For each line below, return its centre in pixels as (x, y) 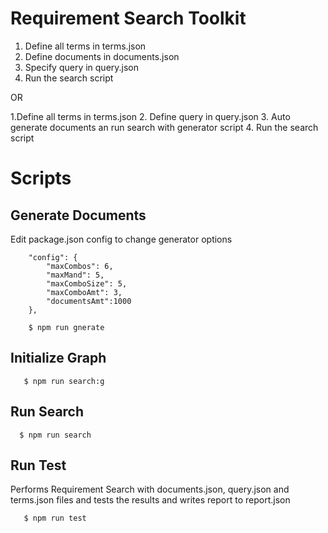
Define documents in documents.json (102, 56)
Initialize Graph (58, 358)
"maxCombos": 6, (80, 266)
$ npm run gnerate (66, 327)
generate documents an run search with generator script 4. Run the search (164, 127)
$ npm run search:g (64, 381)
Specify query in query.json (82, 67)
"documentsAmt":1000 (89, 301)
